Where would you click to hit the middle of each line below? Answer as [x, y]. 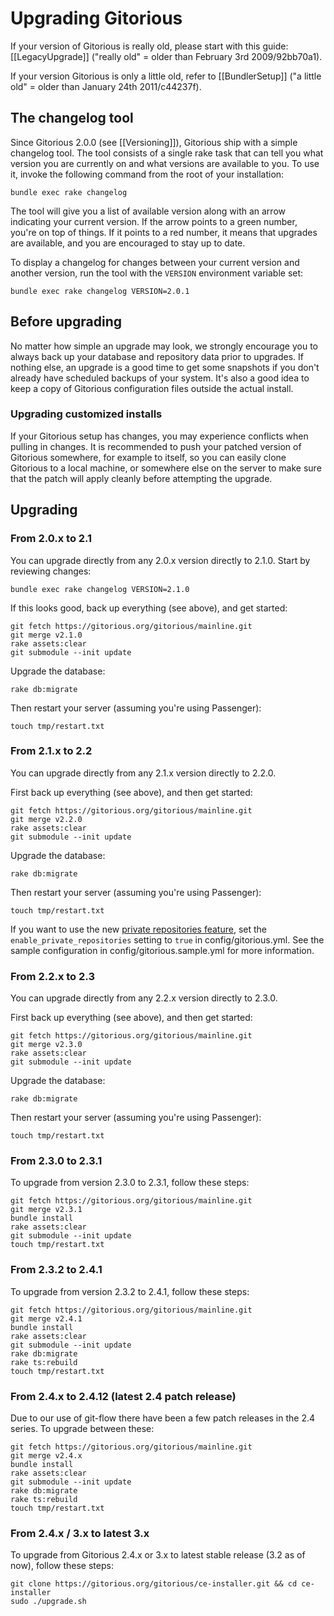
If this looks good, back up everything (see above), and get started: [149, 608]
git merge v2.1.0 [46, 635]
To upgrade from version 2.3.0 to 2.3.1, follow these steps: [130, 1183]
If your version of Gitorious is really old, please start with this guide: [149, 46]
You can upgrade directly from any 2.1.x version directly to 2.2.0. [143, 773]
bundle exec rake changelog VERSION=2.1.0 [100, 589]
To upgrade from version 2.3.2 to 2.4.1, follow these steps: [130, 1291]
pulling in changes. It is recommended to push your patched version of [156, 446]
